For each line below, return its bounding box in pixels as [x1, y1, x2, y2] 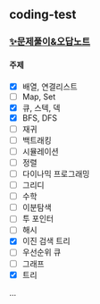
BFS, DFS [21, 112, 58, 123]
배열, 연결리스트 [21, 80, 78, 92]
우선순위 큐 [21, 247, 62, 258]
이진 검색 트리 [21, 236, 71, 247]
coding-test [9, 7, 77, 22]
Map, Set [21, 91, 56, 102]
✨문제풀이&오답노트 [9, 36, 91, 48]
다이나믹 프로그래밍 [21, 169, 90, 180]
